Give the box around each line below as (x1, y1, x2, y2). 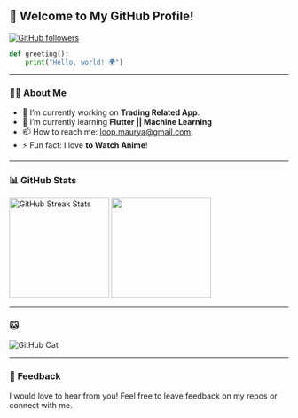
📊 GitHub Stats (9, 174, 77, 186)
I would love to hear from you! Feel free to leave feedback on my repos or (9, 391, 278, 401)
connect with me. (9, 399, 73, 410)
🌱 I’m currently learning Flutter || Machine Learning (21, 116, 213, 127)
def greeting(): (9, 50, 69, 58)
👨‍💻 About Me (9, 87, 67, 99)
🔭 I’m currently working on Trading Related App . (21, 107, 200, 118)
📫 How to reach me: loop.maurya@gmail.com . (21, 126, 193, 137)
